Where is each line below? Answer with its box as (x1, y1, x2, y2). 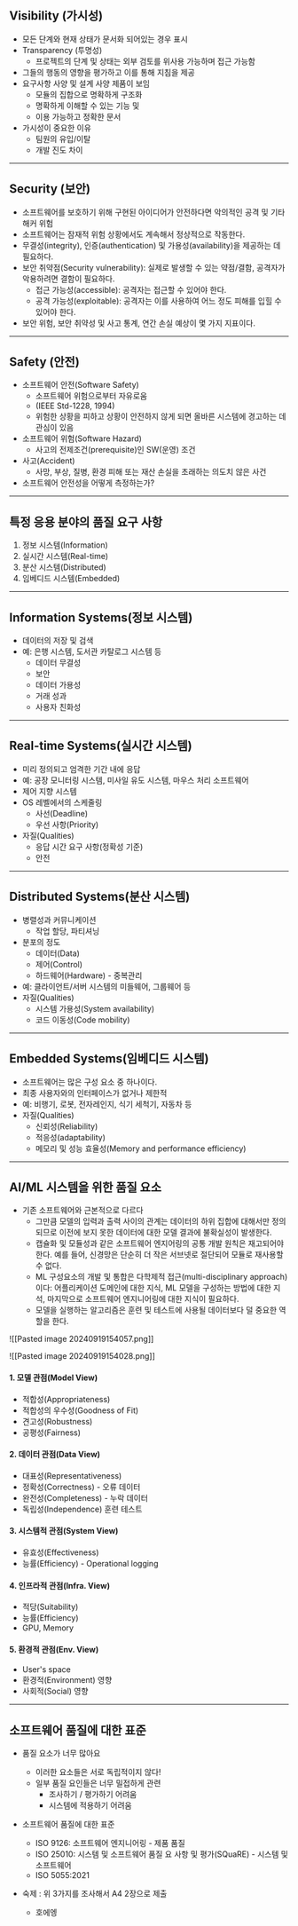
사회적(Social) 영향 (21, 1685, 89, 1697)
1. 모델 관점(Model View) (9, 1372, 98, 1383)
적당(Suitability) (21, 1601, 79, 1613)
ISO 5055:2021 (35, 1870, 90, 1881)
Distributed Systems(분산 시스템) (9, 889, 191, 904)
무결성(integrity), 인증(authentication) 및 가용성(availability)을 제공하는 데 (21, 240, 281, 250)
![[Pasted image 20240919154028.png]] (9, 1351, 155, 1362)
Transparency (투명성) (21, 44, 103, 55)
